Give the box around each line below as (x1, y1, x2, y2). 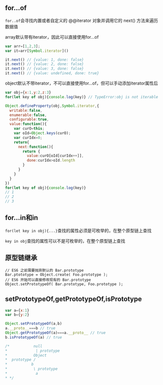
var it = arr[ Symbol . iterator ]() (5, 48, 69, 53)
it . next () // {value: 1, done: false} (5, 57, 84, 62)
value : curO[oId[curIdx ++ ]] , (26, 154, 84, 159)
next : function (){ (18, 144, 54, 149)
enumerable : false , (9, 113, 47, 117)
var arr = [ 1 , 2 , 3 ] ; (5, 44, 41, 48)
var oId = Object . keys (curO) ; (14, 131, 71, 136)
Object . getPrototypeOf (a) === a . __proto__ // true (5, 330, 106, 335)
